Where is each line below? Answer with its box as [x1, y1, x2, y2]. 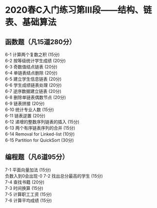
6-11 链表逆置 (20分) [5, 113, 45, 118]
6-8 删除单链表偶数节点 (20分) [5, 94, 66, 100]
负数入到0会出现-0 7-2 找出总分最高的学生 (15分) [5, 173, 103, 179]
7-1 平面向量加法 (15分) [5, 167, 51, 173]
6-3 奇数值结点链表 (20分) [5, 64, 58, 69]
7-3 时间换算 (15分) [5, 185, 43, 191]
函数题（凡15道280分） [5, 38, 76, 46]
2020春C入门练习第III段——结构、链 [5, 4, 152, 16]
